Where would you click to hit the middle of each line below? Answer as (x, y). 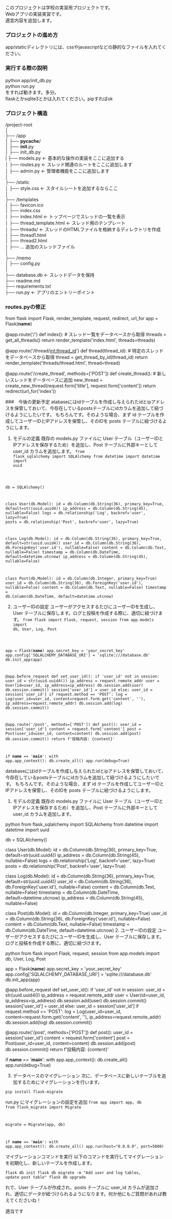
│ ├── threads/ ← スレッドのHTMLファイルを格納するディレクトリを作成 (83, 229)
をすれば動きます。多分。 (32, 92)
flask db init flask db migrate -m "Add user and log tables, (73, 1173)
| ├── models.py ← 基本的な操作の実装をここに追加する (65, 158)
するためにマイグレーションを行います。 (60, 1082)
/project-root (19, 124)
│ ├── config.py (23, 263)
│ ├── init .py (20, 146)
